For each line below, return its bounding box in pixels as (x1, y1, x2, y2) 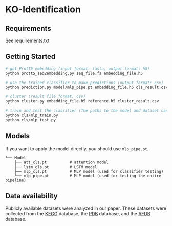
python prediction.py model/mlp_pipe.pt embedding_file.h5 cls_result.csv (5, 85, 168, 90)
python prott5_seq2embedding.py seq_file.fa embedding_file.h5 (5, 71, 143, 76)
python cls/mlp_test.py (5, 117, 56, 122)
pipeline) (5, 178, 27, 183)
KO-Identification (5, 4, 81, 15)
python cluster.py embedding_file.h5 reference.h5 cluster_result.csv (5, 99, 159, 104)
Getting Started (5, 52, 56, 61)
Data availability (5, 191, 58, 200)
